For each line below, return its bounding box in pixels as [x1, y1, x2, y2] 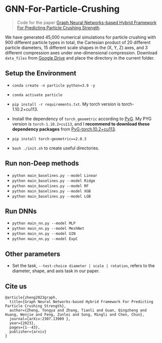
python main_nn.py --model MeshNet [12, 226, 85, 231]
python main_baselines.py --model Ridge [12, 178, 95, 183]
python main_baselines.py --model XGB [12, 189, 91, 193]
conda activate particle [12, 92, 63, 97]
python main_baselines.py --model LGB [12, 194, 91, 199]
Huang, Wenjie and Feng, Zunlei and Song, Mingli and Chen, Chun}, [5, 312, 145, 317]
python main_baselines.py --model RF [12, 183, 89, 189]
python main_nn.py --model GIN [12, 231, 76, 236]
